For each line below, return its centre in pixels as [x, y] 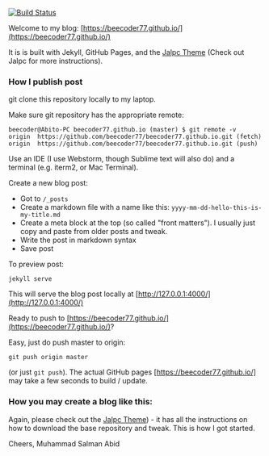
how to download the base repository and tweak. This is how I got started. [132, 428]
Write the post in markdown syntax [78, 240]
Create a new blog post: [48, 183]
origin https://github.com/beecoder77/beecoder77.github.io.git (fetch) [135, 137]
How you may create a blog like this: [81, 402]
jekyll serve [30, 279]
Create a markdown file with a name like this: [95, 207]
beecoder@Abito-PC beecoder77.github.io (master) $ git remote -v [122, 130]
